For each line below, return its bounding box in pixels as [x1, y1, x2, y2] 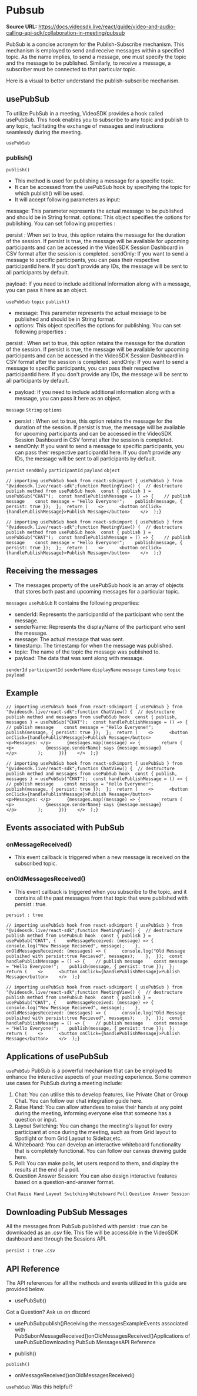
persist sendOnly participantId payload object [6, 467, 121, 474]
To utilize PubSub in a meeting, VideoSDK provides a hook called [6, 110, 163, 117]
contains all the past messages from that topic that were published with [14, 894, 188, 901]
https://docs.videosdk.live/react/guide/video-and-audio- [38, 23, 176, 30]
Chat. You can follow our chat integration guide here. [14, 1097, 143, 1105]
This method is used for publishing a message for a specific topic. [14, 177, 175, 184]
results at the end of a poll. [14, 1166, 80, 1173]
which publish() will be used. [14, 190, 84, 197]
